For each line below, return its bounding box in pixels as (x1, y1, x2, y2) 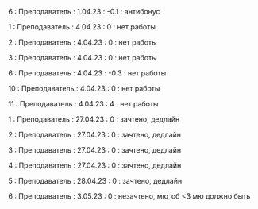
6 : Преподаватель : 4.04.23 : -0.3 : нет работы (8, 68, 167, 78)
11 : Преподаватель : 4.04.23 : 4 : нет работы (8, 99, 159, 108)
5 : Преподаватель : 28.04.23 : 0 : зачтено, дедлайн (8, 176, 183, 185)
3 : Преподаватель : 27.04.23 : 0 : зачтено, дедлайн (8, 145, 181, 154)
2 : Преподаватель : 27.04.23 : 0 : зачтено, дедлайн (8, 130, 181, 139)
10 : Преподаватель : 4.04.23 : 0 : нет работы (8, 83, 160, 93)
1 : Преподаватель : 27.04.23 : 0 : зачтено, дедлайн (8, 114, 180, 124)
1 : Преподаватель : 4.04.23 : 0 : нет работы (8, 22, 156, 31)
